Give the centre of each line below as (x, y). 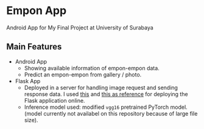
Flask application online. (55, 100)
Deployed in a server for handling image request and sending (101, 87)
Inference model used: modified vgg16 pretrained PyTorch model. (106, 107)
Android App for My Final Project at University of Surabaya (80, 28)
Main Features (34, 47)
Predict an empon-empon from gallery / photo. (83, 75)
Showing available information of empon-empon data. (92, 68)
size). (31, 120)
